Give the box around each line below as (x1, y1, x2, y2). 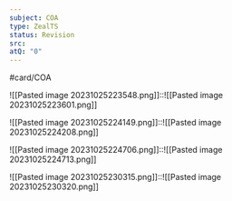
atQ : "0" (9, 47, 43, 56)
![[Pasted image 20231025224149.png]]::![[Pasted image (9, 117, 222, 128)
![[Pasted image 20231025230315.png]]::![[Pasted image (9, 172, 222, 183)
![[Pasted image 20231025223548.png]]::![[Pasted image (9, 90, 224, 101)
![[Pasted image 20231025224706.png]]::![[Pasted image (9, 145, 223, 156)
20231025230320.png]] (9, 181, 100, 192)
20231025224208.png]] (9, 126, 100, 137)
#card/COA (9, 72, 52, 83)
